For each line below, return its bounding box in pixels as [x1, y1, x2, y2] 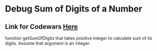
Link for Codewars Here [5, 23, 78, 31]
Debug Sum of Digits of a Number [5, 3, 142, 14]
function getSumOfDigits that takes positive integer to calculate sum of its [5, 35, 153, 41]
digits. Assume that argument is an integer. [5, 40, 91, 46]
